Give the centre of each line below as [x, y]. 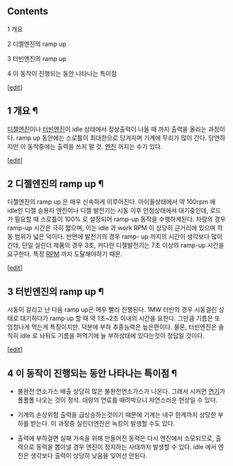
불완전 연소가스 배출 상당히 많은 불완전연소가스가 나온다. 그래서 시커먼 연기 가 [121, 392]
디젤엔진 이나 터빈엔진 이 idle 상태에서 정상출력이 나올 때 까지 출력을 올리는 [107, 129]
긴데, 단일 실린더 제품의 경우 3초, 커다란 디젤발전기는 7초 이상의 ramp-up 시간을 [116, 246]
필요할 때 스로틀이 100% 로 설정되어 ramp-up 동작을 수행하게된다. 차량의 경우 [120, 219]
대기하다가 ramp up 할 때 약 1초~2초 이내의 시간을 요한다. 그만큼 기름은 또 [120, 319]
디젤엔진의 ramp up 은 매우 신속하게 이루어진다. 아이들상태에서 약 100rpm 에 [111, 202]
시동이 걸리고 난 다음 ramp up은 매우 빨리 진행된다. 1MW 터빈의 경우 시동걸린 [112, 310]
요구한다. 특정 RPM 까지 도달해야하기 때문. [65, 254]
